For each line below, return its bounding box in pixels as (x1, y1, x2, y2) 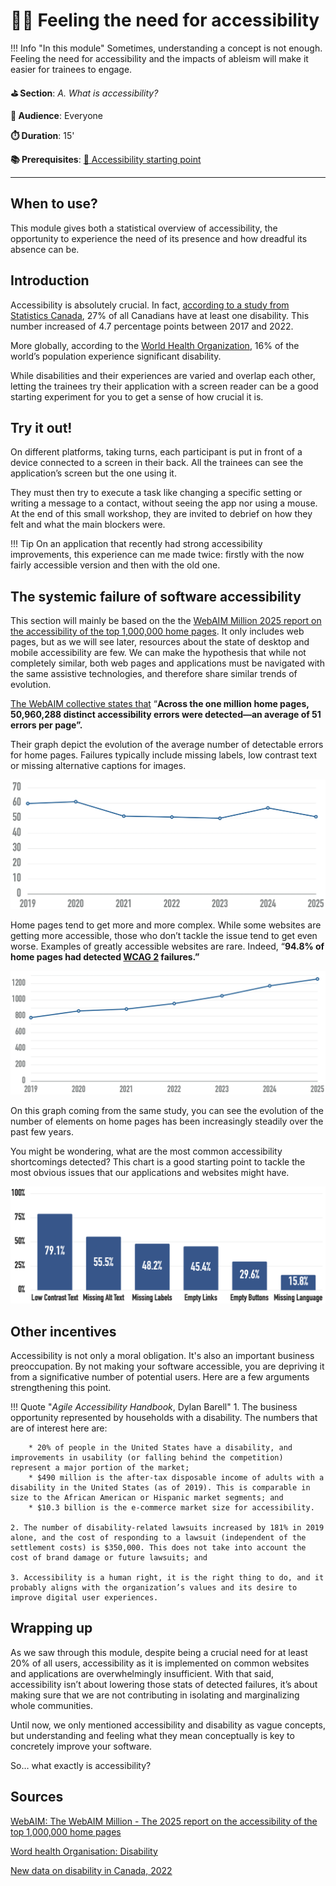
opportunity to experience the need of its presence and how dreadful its (10, 232, 308, 244)
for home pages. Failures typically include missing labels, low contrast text (10, 749, 318, 761)
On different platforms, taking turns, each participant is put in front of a (10, 446, 303, 458)
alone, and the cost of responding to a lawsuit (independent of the (10, 1533, 307, 1543)
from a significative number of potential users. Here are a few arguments (10, 1371, 310, 1383)
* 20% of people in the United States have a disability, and (28, 1443, 293, 1453)
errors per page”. (10, 719, 83, 731)
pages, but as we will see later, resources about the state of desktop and (10, 636, 310, 648)
